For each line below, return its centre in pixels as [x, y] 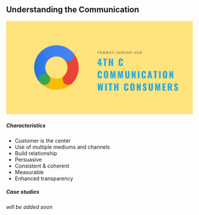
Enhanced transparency [44, 178]
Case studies [23, 192]
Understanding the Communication [73, 10]
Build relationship [36, 153]
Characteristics [26, 126]
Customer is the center [43, 140]
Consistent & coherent [42, 166]
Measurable [29, 172]
